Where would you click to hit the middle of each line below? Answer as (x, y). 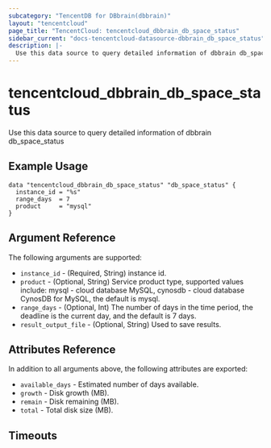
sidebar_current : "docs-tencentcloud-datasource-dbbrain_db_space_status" (137, 38)
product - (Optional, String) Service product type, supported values (132, 281)
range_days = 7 (43, 199)
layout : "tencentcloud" (48, 23)
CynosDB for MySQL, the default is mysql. (90, 298)
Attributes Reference (62, 349)
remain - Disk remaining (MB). (69, 402)
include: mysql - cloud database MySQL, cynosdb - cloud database (132, 290)
